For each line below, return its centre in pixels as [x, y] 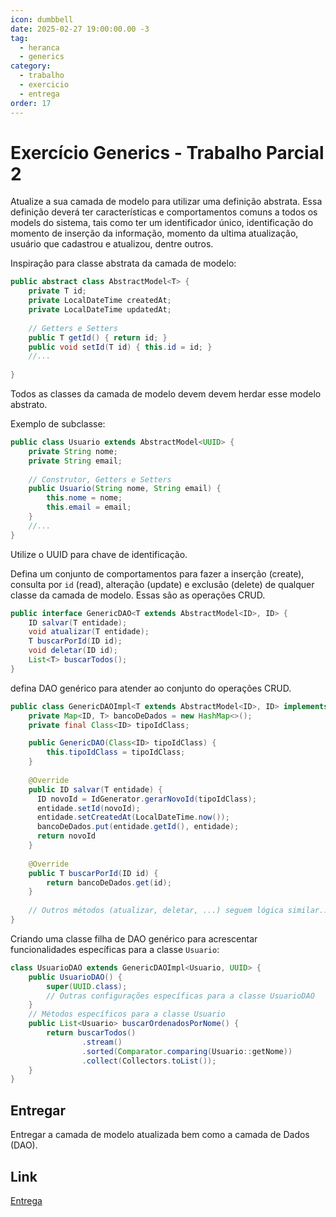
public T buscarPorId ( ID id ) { [93, 873]
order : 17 [31, 103]
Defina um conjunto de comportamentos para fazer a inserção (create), [157, 573]
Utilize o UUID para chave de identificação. [99, 554]
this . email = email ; [89, 507]
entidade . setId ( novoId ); [88, 808]
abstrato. [29, 405]
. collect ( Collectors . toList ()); [149, 1061]
